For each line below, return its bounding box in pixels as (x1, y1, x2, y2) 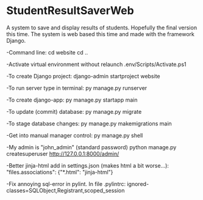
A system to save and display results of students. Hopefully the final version (6, 24, 197, 31)
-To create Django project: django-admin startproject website (6, 72, 160, 80)
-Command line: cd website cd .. (6, 48, 88, 56)
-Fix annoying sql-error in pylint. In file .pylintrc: (6, 180, 126, 187)
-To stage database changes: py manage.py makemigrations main (6, 120, 172, 127)
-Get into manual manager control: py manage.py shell (6, 131, 143, 139)
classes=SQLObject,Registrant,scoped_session (6, 187, 125, 194)
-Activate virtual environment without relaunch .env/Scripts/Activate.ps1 (6, 61, 187, 68)
